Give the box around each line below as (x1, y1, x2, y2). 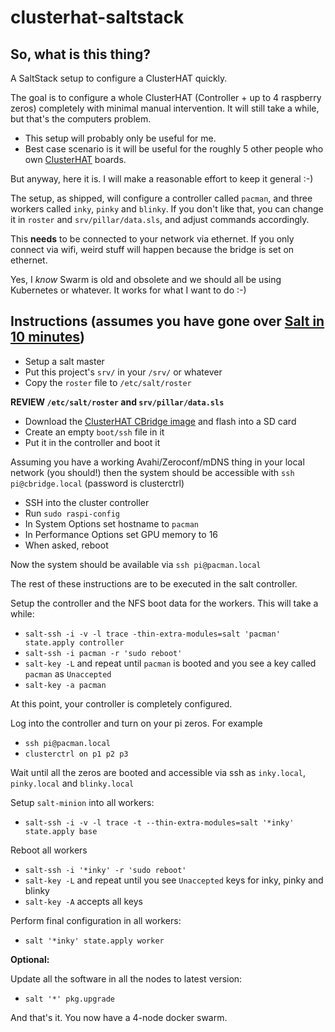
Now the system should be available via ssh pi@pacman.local (10, 558, 262, 570)
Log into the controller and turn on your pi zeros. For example (10, 717, 263, 729)
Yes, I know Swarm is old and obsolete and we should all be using (10, 274, 282, 285)
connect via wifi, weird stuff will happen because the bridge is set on (10, 244, 295, 255)
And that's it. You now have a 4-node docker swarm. (10, 1011, 228, 1023)
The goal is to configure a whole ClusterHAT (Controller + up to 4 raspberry (10, 92, 322, 103)
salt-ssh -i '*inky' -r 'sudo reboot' (24, 865, 187, 875)
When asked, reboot (24, 539, 109, 551)
